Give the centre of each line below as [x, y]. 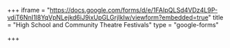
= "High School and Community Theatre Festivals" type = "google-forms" [113, 25]
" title [216, 17]
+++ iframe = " [29, 10]
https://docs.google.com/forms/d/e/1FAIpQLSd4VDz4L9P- [134, 10]
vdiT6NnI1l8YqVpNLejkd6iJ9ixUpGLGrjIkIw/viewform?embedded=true [108, 17]
